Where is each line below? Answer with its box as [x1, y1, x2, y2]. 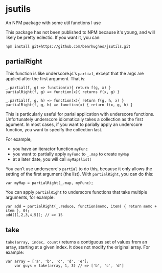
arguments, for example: [5, 194, 55, 200]
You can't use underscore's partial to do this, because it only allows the [5, 166, 152, 172]
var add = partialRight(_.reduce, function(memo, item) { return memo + [5, 204, 157, 209]
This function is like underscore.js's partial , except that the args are [5, 70, 144, 76]
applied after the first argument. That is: [5, 75, 86, 82]
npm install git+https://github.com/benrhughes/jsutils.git [5, 44, 131, 49]
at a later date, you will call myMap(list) [12, 156, 92, 162]
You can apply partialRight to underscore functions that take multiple [5, 189, 147, 195]
